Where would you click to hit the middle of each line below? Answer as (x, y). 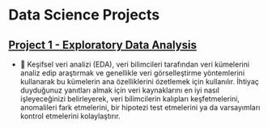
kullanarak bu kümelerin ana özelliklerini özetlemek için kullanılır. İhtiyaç (139, 82)
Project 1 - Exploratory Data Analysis (102, 45)
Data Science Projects (84, 15)
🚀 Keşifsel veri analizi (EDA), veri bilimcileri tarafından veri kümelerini (134, 64)
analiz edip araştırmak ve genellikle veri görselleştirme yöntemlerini (132, 73)
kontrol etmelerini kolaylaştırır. (70, 116)
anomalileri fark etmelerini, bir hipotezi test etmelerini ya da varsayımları (140, 107)
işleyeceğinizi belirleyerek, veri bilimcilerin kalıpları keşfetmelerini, (130, 99)
